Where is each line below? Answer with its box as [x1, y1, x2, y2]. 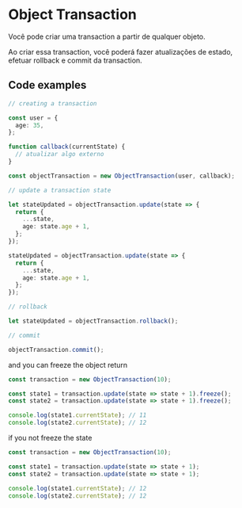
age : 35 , [15, 121, 44, 129]
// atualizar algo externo [15, 151, 104, 159]
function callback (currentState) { [8, 143, 126, 151]
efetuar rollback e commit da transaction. [8, 55, 142, 65]
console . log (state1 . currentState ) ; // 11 [8, 411, 147, 419]
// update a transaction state [8, 186, 112, 194]
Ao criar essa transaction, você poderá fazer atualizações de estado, [8, 47, 233, 56]
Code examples [8, 78, 87, 92]
